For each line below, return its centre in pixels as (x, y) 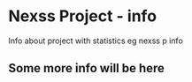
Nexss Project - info (82, 16)
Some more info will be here (87, 68)
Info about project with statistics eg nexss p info (96, 41)
